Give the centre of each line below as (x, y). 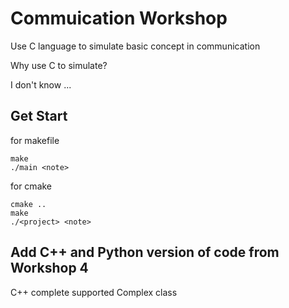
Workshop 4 (49, 268)
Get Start (39, 116)
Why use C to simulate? (59, 65)
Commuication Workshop (119, 18)
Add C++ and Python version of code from (145, 252)
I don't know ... (41, 84)
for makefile (35, 140)
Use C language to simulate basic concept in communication (135, 46)
